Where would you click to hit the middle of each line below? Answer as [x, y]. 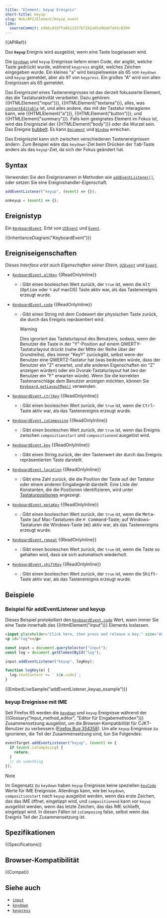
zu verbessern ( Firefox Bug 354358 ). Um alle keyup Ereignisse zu [91, 729]
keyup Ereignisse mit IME [36, 702]
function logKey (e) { [28, 670]
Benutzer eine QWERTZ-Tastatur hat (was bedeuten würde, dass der [90, 360]
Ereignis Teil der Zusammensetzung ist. [45, 817]
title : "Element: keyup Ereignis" [41, 10]
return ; [22, 752]
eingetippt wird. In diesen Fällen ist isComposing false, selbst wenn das [77, 812]
